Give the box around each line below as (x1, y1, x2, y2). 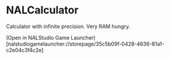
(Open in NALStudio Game (6, 34, 70, 41)
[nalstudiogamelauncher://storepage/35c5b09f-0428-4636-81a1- (6, 40, 165, 47)
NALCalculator (6, 4, 79, 17)
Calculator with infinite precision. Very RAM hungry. (6, 23, 130, 30)
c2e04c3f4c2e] (6, 46, 44, 53)
